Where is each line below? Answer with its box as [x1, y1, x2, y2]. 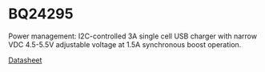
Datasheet [8, 55, 42, 65]
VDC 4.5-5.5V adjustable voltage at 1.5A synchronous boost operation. [8, 39, 242, 49]
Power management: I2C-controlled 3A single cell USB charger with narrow [8, 31, 258, 41]
